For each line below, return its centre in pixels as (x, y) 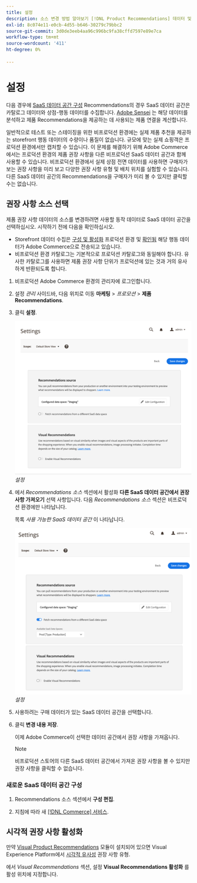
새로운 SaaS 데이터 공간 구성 (44, 785)
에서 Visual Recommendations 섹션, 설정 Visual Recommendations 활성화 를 (98, 867)
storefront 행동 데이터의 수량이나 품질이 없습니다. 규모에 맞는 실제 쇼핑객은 (98, 139)
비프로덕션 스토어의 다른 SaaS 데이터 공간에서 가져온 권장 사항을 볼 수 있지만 (102, 761)
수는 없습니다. (22, 184)
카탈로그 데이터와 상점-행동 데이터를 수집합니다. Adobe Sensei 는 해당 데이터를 (97, 112)
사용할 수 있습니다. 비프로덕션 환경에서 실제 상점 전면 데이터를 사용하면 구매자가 (97, 161)
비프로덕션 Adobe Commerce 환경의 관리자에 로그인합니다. (83, 281)
